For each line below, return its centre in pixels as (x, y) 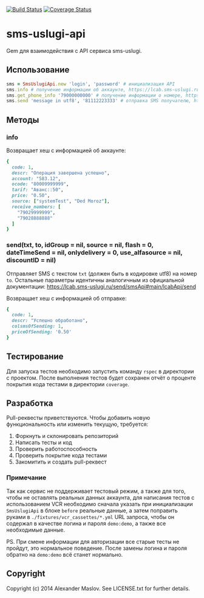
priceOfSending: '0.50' (42, 332)
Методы (23, 120)
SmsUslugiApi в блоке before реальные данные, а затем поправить (92, 510)
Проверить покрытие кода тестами (61, 456)
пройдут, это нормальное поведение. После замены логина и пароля (97, 548)
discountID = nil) (31, 260)
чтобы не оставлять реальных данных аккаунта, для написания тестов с (100, 497)
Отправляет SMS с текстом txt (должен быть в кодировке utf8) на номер (102, 273)
